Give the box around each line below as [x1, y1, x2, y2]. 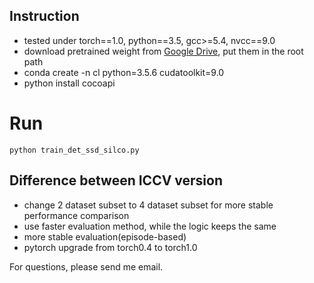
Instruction [9, 8, 80, 25]
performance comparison [23, 209, 130, 221]
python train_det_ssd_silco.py [9, 145, 140, 155]
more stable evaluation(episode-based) [23, 230, 187, 243]
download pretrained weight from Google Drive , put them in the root [23, 45, 304, 57]
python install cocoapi [23, 77, 116, 89]
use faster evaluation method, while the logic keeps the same [23, 220, 277, 232]
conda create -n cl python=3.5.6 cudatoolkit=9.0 [23, 66, 225, 78]
